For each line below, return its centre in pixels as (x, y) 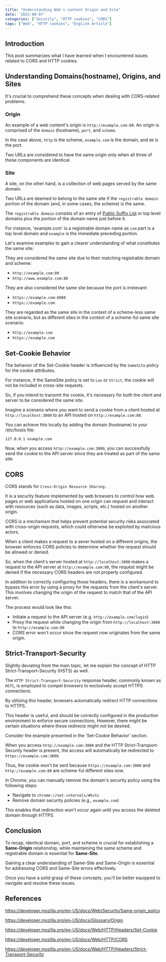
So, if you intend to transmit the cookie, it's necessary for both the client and (83, 395)
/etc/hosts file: (20, 430)
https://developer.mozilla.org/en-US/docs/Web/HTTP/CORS (66, 939)
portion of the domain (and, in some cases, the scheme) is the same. (75, 204)
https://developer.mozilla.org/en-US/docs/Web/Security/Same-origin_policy (83, 910)
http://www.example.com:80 (40, 279)
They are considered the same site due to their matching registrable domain (83, 258)
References (23, 899)
